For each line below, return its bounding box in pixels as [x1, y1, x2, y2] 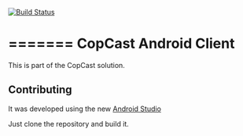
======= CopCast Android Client [8, 35, 235, 52]
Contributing [8, 83, 72, 97]
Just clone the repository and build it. [8, 119, 130, 128]
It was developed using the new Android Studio [8, 104, 161, 113]
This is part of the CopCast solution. [8, 60, 126, 70]
